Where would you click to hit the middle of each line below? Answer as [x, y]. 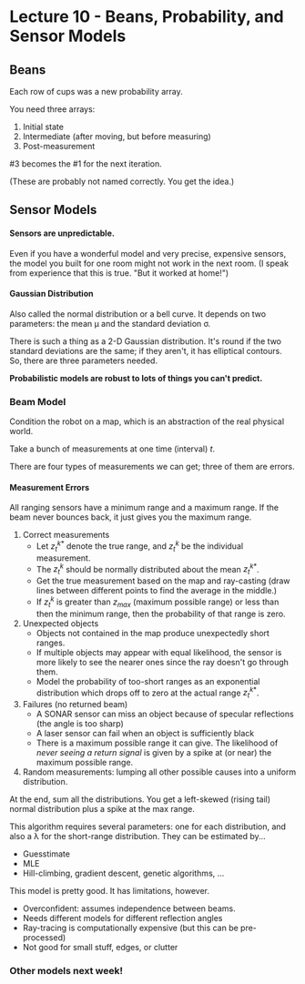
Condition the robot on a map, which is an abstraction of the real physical [147, 421]
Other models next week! [66, 971]
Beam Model [38, 401]
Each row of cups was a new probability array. [97, 91]
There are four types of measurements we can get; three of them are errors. [152, 467]
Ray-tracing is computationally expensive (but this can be [130, 928]
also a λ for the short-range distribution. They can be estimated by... [137, 837]
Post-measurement [59, 146]
